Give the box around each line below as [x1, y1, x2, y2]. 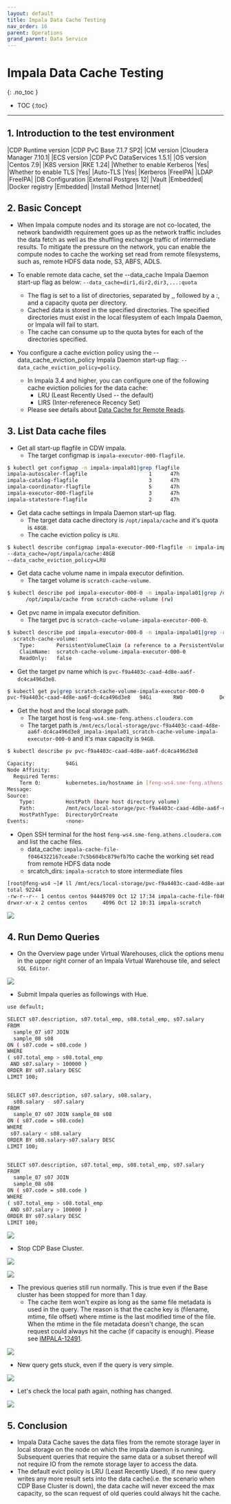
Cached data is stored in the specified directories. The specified [27, 305, 210, 314]
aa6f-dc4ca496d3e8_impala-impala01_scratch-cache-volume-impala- [27, 728, 219, 736]
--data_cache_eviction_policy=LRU [7, 556, 107, 564]
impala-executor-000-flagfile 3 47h [7, 490, 180, 497]
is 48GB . [27, 523, 48, 532]
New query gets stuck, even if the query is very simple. [16, 1361, 174, 1369]
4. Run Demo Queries [7, 931, 100, 943]
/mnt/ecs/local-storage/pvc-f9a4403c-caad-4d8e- [78, 723, 221, 730]
